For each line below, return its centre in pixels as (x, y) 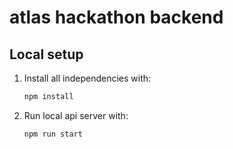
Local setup (46, 54)
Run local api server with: (76, 115)
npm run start (53, 134)
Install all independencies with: (87, 78)
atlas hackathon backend (116, 17)
